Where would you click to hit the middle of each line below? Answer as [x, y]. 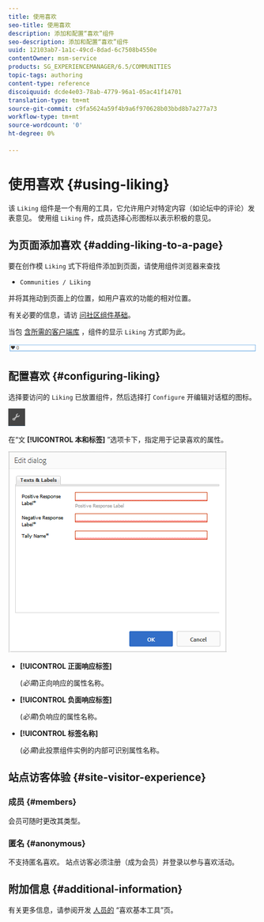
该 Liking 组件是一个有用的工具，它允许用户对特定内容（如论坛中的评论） [128, 208]
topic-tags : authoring [45, 75]
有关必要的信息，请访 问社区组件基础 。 [72, 315]
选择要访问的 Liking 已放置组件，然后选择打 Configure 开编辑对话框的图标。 [132, 396]
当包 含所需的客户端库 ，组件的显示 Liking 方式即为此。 [99, 332]
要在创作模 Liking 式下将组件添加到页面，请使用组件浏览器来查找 [114, 266]
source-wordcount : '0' [45, 125]
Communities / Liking [55, 282]
